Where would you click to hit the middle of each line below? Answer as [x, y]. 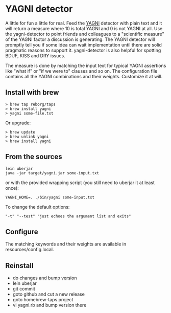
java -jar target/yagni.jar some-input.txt [52, 173]
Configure [22, 231]
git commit [24, 289]
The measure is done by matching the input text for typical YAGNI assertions [86, 65]
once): [12, 188]
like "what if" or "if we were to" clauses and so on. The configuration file [81, 71]
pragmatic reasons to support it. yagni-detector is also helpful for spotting [83, 50]
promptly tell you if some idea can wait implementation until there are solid [84, 44]
